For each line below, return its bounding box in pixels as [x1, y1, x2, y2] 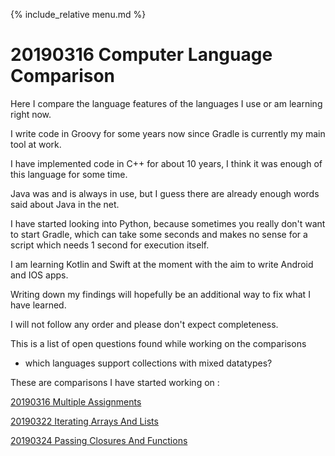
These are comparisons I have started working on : [10, 376, 220, 388]
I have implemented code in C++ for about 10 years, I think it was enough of [10, 157, 323, 169]
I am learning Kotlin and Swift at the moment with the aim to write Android [10, 258, 314, 270]
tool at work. [10, 138, 62, 150]
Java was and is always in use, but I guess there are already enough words [10, 187, 320, 199]
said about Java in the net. [10, 198, 120, 210]
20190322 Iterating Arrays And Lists [10, 415, 159, 427]
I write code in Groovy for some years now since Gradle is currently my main [10, 127, 326, 139]
